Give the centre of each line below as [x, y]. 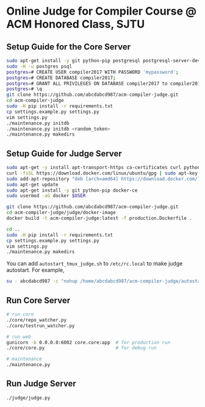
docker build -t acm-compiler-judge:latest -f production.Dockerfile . [99, 218]
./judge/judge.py [28, 398]
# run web [19, 337]
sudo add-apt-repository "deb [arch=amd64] [63, 179]
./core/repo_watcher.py [37, 320]
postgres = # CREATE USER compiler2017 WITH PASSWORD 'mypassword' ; [92, 72]
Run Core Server [38, 300]
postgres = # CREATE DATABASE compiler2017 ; [61, 77]
